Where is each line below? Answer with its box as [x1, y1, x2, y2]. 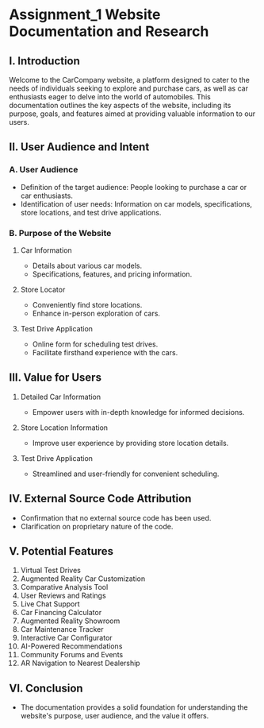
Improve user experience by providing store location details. [32, 438, 229, 447]
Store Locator [20, 285, 66, 294]
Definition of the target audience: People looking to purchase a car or [20, 182, 247, 192]
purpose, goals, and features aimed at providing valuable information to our [9, 109, 256, 118]
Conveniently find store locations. [32, 300, 143, 309]
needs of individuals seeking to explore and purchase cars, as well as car [9, 83, 249, 93]
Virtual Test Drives [20, 566, 82, 575]
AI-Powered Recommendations [20, 641, 123, 651]
